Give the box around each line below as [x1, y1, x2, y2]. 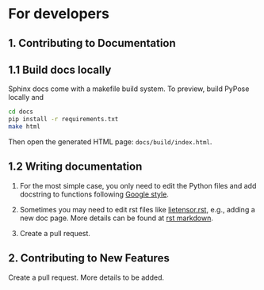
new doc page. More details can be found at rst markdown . [19, 213, 214, 223]
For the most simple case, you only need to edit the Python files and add [19, 181, 257, 190]
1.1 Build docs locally [8, 63, 112, 76]
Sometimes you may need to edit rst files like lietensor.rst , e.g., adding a [19, 204, 255, 214]
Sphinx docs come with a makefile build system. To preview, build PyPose [8, 84, 250, 93]
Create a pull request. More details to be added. [8, 273, 165, 282]
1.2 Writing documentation [8, 160, 143, 174]
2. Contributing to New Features [8, 251, 170, 265]
